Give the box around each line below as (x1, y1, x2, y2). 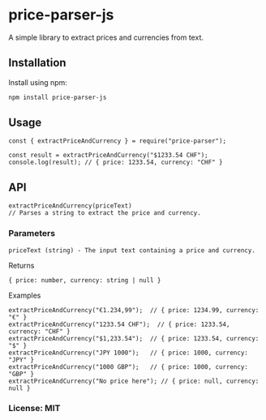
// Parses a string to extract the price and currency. (8, 209, 201, 217)
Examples (8, 290, 41, 300)
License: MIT (8, 403, 61, 414)
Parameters (8, 228, 55, 239)
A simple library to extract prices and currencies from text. (8, 32, 204, 42)
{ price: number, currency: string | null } (8, 276, 161, 285)
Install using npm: (8, 77, 67, 87)
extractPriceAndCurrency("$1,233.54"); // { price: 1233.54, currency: (8, 334, 260, 342)
